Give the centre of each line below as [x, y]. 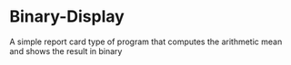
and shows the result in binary [66, 51]
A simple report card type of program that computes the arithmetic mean [146, 42]
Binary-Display [67, 17]
